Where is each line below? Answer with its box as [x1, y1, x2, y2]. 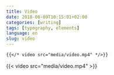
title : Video [6, 8, 38, 15]
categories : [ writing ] [6, 19, 61, 25]
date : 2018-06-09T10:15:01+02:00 [6, 14, 88, 20]
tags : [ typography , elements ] [6, 25, 80, 31]
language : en [6, 30, 38, 36]
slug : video [6, 36, 35, 42]
